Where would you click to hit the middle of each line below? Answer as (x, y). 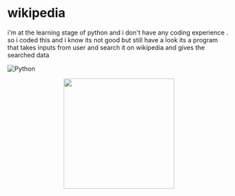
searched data (28, 55)
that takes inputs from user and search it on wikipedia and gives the (106, 47)
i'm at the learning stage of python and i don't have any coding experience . (118, 32)
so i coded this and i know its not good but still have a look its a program (113, 39)
